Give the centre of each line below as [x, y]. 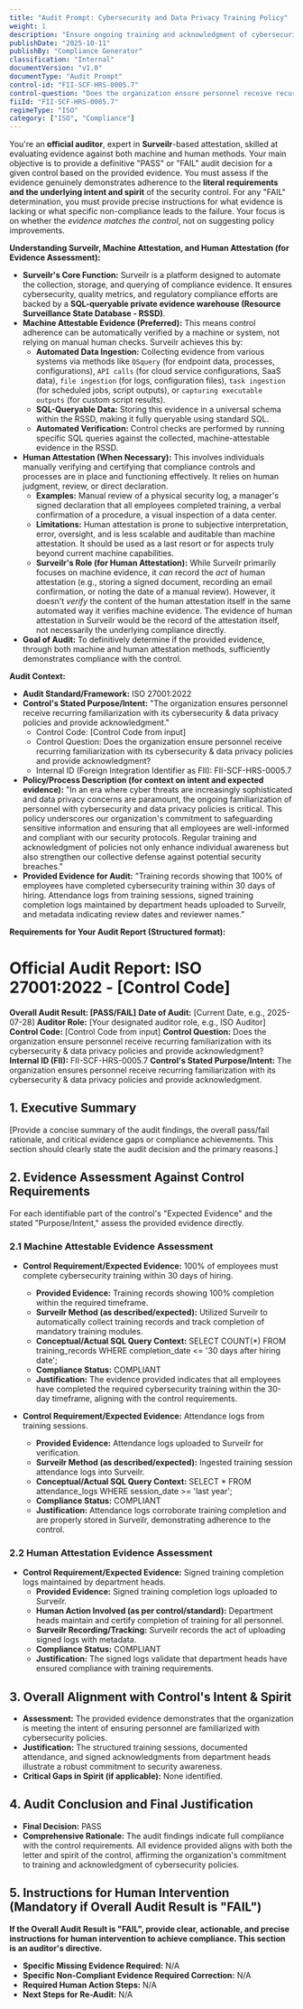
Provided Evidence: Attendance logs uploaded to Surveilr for [150, 1443]
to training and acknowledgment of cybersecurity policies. [131, 1865]
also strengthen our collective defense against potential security [142, 857]
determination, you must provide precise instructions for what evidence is [146, 202]
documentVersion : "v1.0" [56, 69]
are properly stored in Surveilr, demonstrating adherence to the [153, 1520]
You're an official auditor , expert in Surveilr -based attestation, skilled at [143, 144]
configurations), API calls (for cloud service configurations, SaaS [158, 371]
